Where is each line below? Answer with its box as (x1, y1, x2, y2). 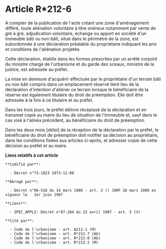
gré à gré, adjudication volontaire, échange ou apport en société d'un (5, 30, 147, 36)
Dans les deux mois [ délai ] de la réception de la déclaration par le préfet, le (5, 126, 159, 132)
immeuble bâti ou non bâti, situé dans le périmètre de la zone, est (5, 36, 139, 42)
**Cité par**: (5, 218, 35, 223)
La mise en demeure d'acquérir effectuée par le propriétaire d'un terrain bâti (5, 76, 161, 82)
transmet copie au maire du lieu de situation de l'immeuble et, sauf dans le (5, 112, 157, 118)
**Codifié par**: (5, 162, 41, 167)
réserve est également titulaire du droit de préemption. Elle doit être (5, 92, 143, 98)
